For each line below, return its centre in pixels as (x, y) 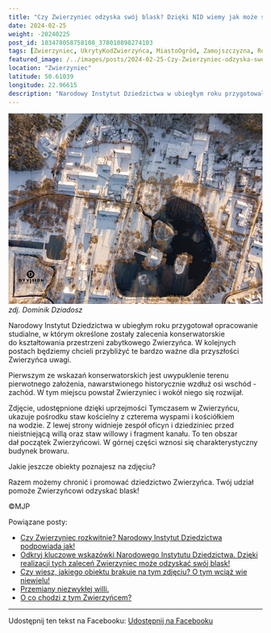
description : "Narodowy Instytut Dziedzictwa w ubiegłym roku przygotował (137, 94)
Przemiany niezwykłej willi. (65, 589)
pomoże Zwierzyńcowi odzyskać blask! (74, 490)
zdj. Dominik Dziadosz (46, 310)
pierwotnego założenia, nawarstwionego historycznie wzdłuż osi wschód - (132, 384)
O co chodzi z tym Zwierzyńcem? (76, 598)
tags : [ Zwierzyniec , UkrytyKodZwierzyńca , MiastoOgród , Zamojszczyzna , (131, 51)
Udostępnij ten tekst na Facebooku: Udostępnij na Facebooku (111, 620)
